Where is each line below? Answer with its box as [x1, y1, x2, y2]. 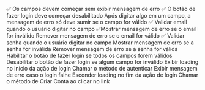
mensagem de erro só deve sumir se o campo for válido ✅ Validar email [6, 18, 187, 26]
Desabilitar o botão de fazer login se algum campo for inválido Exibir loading [6, 58, 199, 66]
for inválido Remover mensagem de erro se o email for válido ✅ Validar [6, 32, 185, 39]
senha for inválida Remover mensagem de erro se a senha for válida [6, 46, 178, 52]
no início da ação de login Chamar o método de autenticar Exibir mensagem [6, 65, 198, 72]
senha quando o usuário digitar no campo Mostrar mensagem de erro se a [6, 39, 194, 46]
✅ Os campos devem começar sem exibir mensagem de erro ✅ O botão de [6, 5, 196, 12]
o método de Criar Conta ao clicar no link [6, 78, 110, 85]
